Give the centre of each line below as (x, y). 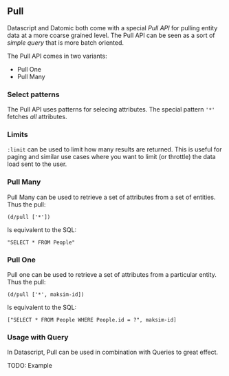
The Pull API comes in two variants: (57, 56)
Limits (18, 135)
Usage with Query (38, 337)
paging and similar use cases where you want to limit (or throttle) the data (111, 157)
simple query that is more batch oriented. (66, 42)
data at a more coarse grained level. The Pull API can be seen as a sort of (111, 35)
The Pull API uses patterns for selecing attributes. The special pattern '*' (111, 109)
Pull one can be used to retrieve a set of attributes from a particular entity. (112, 274)
